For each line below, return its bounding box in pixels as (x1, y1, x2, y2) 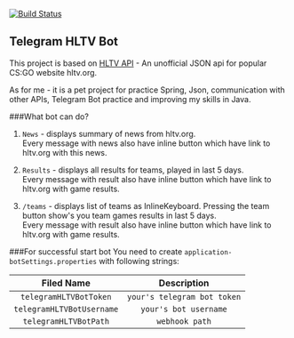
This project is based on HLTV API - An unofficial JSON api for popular (9, 58, 267, 68)
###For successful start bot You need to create (9, 245, 183, 257)
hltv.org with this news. (21, 147, 108, 157)
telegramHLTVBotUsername (13, 303, 119, 314)
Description (158, 277, 210, 289)
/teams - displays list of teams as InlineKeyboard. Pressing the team (21, 200, 270, 211)
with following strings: (99, 255, 179, 266)
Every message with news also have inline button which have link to (21, 138, 271, 149)
